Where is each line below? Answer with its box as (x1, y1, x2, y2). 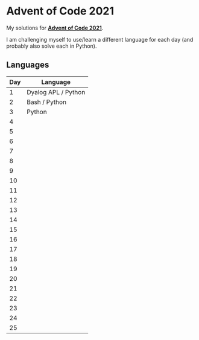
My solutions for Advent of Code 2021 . (6, 24, 104, 31)
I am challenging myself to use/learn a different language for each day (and (6, 36, 194, 43)
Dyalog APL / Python (27, 88, 86, 96)
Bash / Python (27, 98, 67, 106)
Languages (6, 60, 49, 70)
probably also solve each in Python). (6, 42, 97, 50)
